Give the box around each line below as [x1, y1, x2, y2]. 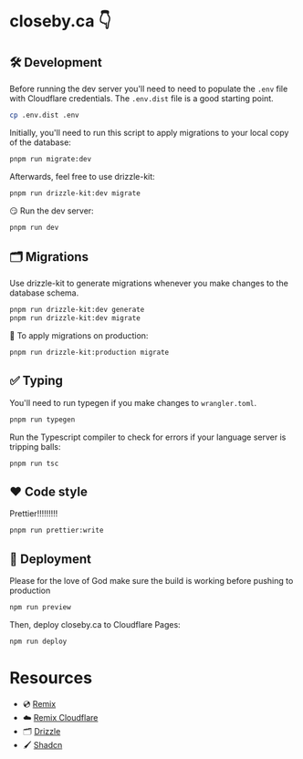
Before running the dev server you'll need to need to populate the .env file [9, 83, 288, 94]
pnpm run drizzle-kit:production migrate [9, 348, 170, 358]
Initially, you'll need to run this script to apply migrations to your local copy [9, 127, 289, 138]
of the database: [9, 137, 71, 148]
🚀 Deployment [9, 551, 91, 567]
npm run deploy [9, 637, 68, 646]
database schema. [9, 287, 79, 298]
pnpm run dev [9, 223, 59, 232]
